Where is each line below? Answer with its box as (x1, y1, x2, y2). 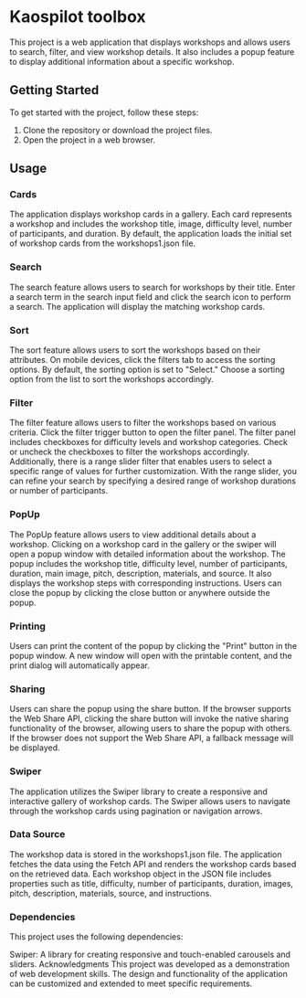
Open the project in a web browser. (22, 134, 155, 145)
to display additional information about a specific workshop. (9, 56, 235, 67)
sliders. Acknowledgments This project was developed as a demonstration (9, 959, 290, 970)
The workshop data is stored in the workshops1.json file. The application (9, 848, 282, 860)
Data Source (9, 828, 66, 841)
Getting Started (9, 82, 100, 98)
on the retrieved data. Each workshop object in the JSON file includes (9, 868, 272, 879)
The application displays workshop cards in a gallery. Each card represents (9, 208, 292, 220)
